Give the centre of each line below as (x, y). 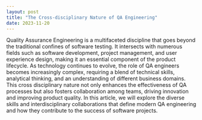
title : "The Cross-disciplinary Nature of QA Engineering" (82, 17)
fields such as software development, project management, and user (92, 53)
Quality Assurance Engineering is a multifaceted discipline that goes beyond (101, 40)
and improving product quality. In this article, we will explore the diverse (96, 98)
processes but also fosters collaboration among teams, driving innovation (97, 92)
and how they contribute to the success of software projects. (82, 111)
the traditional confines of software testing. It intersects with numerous (94, 46)
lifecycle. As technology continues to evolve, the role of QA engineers (93, 66)
